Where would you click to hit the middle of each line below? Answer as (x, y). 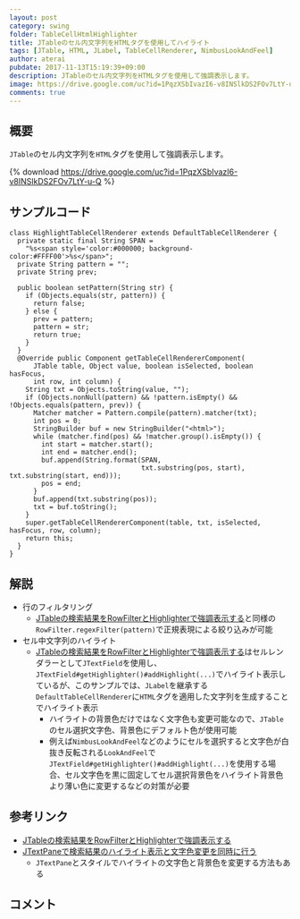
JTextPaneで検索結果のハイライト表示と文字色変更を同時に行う (139, 851)
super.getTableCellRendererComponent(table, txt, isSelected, (143, 523)
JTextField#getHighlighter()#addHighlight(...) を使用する (158, 763)
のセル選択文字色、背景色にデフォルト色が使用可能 (143, 729)
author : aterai (37, 59)
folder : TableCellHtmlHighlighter (74, 34)
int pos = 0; (57, 421)
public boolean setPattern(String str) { (96, 288)
